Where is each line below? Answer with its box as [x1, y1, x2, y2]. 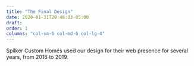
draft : [6, 20, 23, 26]
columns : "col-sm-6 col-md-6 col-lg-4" [6, 31, 105, 37]
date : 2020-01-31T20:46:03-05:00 [6, 14, 89, 20]
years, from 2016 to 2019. [6, 54, 69, 61]
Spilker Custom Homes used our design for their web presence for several [6, 47, 189, 54]
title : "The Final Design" [6, 8, 73, 15]
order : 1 [6, 25, 28, 32]
